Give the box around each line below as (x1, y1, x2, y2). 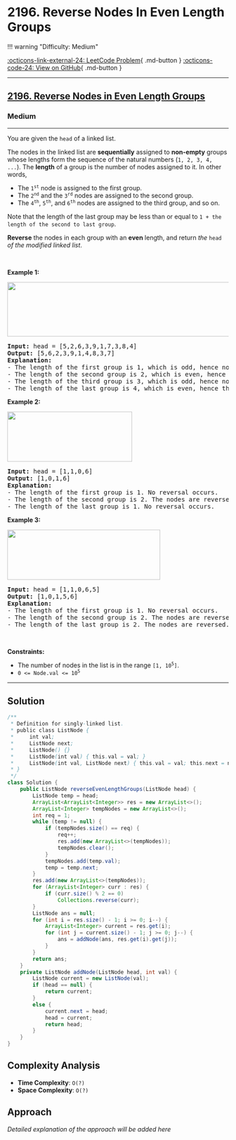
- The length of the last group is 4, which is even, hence (7, 384, 219, 392)
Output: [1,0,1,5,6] (7, 592, 79, 601)
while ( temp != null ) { (32, 818, 102, 825)
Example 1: (7, 268, 40, 276)
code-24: (7, 63, 34, 72)
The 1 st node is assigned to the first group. (17, 183, 143, 192)
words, (7, 170, 27, 178)
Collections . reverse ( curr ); (57, 896, 140, 903)
